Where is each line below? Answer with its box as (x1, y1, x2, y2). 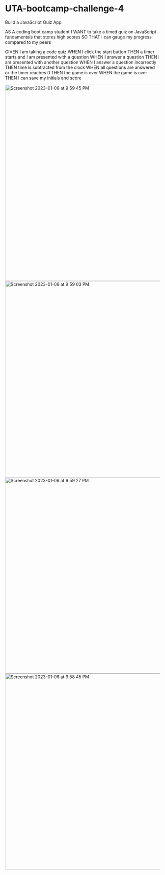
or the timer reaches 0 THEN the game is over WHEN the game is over (5, 69, 147, 75)
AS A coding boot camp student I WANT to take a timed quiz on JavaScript (5, 29, 156, 34)
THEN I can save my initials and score (5, 75, 82, 81)
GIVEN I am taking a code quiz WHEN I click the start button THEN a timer (5, 49, 155, 55)
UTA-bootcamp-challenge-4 (5, 3, 124, 14)
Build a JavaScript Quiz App (5, 19, 62, 25)
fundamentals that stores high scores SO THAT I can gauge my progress (5, 34, 152, 40)
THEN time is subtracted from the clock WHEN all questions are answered (5, 64, 155, 70)
